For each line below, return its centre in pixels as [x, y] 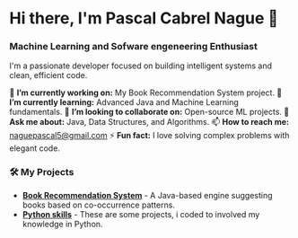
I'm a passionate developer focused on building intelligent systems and [140, 66]
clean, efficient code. [48, 75]
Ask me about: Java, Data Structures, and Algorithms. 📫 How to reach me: [149, 122]
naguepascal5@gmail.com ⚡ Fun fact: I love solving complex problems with [149, 136]
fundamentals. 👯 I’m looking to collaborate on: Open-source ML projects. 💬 [149, 112]
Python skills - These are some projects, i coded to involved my [141, 214]
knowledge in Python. [62, 224]
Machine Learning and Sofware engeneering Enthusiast [133, 47]
